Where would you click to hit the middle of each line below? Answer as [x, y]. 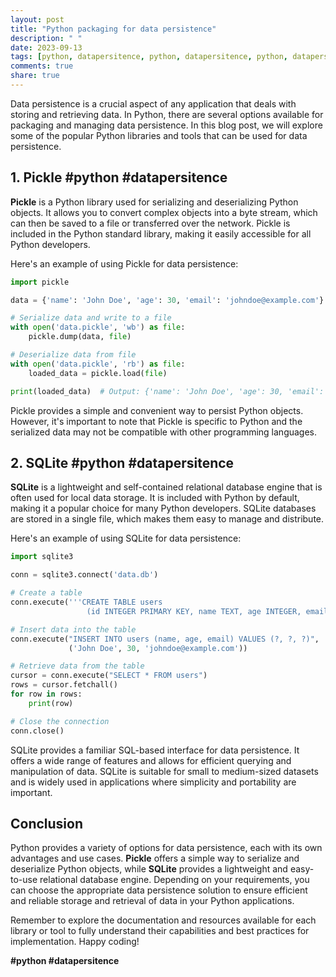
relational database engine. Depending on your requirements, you [174, 880]
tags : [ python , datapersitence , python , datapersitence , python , [149, 57]
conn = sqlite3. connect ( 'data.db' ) [84, 575]
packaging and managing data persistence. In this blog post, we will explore [166, 125]
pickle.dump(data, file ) [80, 337]
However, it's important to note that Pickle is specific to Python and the [156, 421]
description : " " [46, 38]
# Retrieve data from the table [77, 666]
